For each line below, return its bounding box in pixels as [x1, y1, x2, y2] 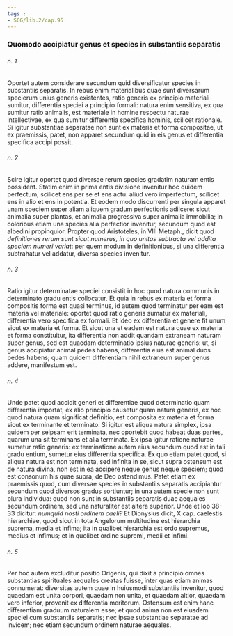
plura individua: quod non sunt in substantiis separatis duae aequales [7, 495, 206, 503]
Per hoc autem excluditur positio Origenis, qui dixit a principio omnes [7, 569, 205, 577]
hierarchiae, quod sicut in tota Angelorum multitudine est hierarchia [7, 517, 200, 525]
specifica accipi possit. [7, 137, 73, 146]
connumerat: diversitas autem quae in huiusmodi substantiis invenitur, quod [7, 584, 224, 592]
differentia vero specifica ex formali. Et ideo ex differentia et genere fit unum [7, 316, 226, 325]
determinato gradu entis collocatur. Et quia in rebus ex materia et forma [7, 294, 211, 303]
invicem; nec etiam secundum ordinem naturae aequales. [7, 621, 172, 629]
